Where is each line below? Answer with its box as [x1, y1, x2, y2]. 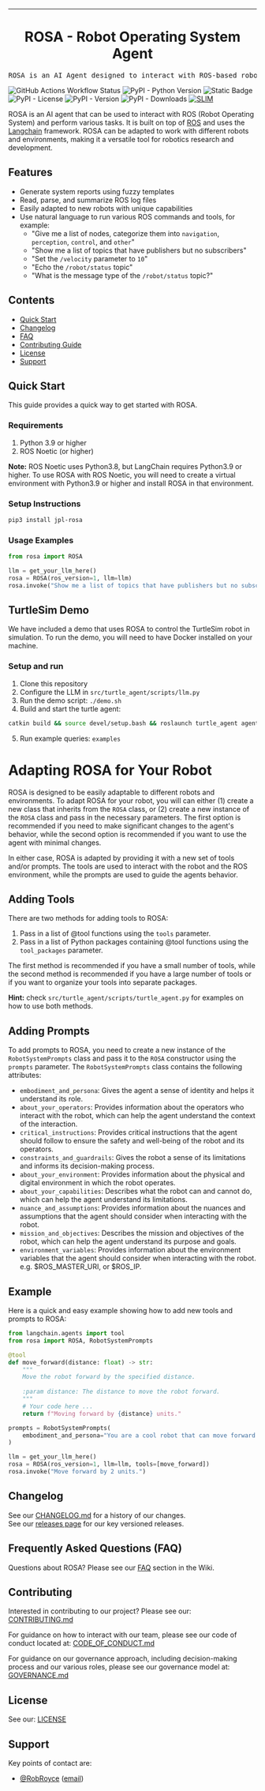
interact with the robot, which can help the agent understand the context [19, 1111, 256, 1121]
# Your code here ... [22, 1402, 93, 1410]
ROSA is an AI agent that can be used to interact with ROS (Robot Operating [8, 109, 255, 118]
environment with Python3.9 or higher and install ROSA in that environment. [8, 479, 254, 488]
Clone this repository [19, 678, 88, 688]
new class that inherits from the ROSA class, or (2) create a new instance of [8, 804, 250, 813]
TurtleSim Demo [8, 603, 89, 617]
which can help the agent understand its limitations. [19, 1195, 188, 1204]
